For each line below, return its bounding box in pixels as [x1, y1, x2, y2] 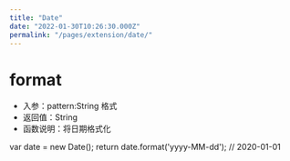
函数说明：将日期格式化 [22, 124, 111, 135]
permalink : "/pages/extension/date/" [9, 30, 153, 39]
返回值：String [22, 112, 78, 123]
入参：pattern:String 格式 [22, 101, 118, 112]
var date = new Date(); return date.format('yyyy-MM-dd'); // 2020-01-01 [9, 142, 281, 153]
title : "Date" [9, 13, 64, 23]
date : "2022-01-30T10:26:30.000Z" [9, 22, 141, 31]
